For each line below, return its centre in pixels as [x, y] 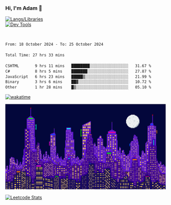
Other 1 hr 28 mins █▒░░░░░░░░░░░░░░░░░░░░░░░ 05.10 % [78, 87]
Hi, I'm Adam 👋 [24, 8]
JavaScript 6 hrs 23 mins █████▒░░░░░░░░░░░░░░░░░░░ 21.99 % [78, 77]
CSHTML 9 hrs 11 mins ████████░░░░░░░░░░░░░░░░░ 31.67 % [78, 66]
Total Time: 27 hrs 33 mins [35, 55]
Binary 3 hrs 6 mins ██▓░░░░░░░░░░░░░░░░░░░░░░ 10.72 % [78, 82]
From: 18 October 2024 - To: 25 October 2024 [54, 45]
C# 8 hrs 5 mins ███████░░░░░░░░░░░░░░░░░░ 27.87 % [78, 71]
